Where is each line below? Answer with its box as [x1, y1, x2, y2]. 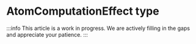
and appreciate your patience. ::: [6, 31, 89, 38]
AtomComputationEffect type [6, 4, 160, 18]
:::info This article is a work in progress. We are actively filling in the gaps [6, 24, 191, 32]
